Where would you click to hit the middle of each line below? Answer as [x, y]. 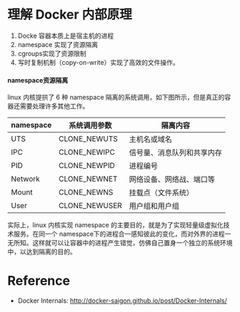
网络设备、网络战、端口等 [172, 180]
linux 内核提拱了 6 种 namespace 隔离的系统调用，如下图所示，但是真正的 [116, 98]
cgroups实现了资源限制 [52, 53]
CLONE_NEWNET [88, 179]
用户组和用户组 [154, 206]
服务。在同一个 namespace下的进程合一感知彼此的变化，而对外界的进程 [119, 234]
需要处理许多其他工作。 [54, 106]
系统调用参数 [90, 125]
